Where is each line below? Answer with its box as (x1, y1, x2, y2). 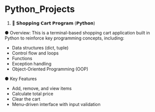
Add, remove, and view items (11, 85, 72, 91)
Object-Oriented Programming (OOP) (11, 66, 88, 72)
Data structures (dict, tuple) (11, 44, 69, 50)
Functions (11, 55, 33, 61)
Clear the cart (11, 96, 40, 102)
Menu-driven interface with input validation (11, 101, 101, 107)
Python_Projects (4, 3, 75, 15)
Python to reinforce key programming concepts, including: (4, 35, 125, 41)
